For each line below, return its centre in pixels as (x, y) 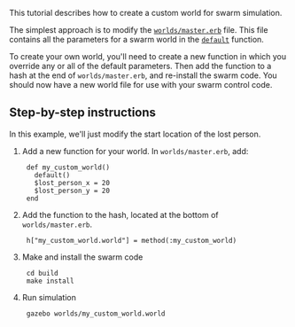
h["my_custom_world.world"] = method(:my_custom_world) (132, 240)
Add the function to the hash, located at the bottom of (120, 214)
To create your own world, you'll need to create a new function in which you (148, 56)
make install (50, 281)
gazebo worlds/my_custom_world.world (96, 314)
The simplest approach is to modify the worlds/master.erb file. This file (139, 30)
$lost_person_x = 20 (72, 183)
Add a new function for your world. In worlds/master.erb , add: (135, 151)
